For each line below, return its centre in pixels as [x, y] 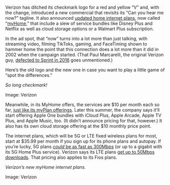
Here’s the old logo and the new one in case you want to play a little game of [85, 70]
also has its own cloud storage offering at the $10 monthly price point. [78, 126]
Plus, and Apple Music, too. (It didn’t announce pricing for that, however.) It [84, 121]
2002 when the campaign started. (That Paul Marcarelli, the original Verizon [84, 55]
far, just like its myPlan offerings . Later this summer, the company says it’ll [82, 110]
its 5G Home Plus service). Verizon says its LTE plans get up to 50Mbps [80, 152]
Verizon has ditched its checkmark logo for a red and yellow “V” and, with [82, 7]
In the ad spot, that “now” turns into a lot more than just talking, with [76, 38]
